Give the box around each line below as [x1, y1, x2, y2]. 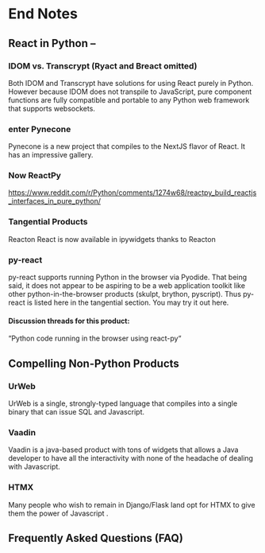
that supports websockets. [8, 103, 95, 113]
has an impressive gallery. [8, 150, 94, 160]
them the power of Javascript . [8, 508, 109, 518]
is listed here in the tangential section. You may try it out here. [26, 298, 229, 307]
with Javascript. [8, 462, 61, 472]
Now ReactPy [8, 170, 62, 181]
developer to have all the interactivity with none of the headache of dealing [8, 454, 254, 463]
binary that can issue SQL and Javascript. [8, 407, 145, 416]
